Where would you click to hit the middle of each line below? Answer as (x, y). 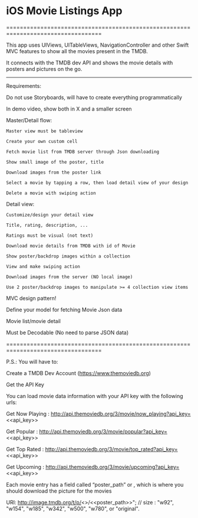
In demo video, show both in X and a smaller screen (69, 109)
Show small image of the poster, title (55, 162)
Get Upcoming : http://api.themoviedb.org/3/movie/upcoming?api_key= (93, 467)
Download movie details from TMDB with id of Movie (71, 246)
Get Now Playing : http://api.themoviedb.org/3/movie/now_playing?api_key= (98, 413)
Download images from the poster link (54, 172)
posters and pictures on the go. (44, 69)
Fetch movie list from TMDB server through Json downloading (83, 152)
